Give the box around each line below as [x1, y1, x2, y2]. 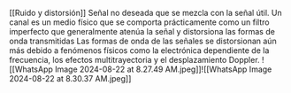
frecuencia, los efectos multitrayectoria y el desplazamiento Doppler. [9, 55, 260, 65]
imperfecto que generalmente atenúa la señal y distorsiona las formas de [9, 27, 276, 36]
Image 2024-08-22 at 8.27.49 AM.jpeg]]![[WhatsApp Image [54, 64, 272, 74]
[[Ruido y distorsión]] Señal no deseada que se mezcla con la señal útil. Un [9, 8, 283, 18]
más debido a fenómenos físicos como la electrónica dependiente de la [9, 45, 270, 56]
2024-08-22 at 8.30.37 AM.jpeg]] [9, 74, 132, 83]
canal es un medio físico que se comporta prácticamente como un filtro [9, 17, 270, 27]
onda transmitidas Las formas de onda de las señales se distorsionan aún [9, 35, 277, 46]
